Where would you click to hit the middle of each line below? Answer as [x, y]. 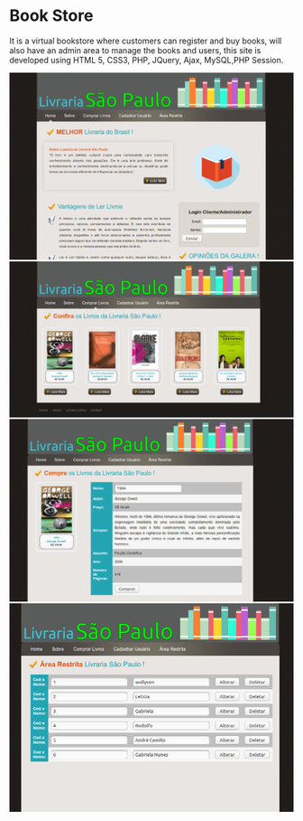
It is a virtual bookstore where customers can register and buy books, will [146, 41]
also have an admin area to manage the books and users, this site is [135, 50]
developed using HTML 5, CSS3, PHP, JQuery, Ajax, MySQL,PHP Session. [147, 60]
